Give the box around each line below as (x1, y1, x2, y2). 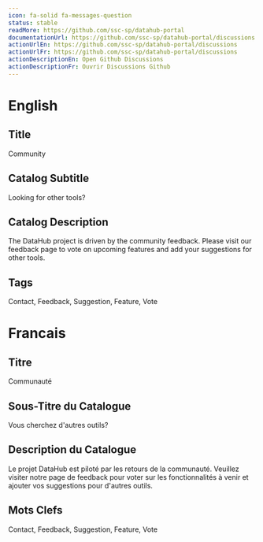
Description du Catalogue (8, 443, 137, 457)
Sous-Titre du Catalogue (8, 399, 131, 413)
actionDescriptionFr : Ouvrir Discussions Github (8, 63, 171, 71)
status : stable (8, 19, 58, 27)
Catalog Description (8, 215, 109, 228)
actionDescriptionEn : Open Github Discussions (8, 56, 164, 64)
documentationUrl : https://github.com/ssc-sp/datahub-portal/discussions (8, 33, 256, 42)
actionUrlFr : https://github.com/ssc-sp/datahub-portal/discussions (8, 48, 238, 56)
